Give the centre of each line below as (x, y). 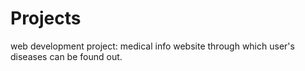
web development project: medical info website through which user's (152, 46)
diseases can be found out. (66, 56)
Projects (46, 18)
